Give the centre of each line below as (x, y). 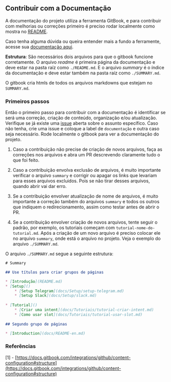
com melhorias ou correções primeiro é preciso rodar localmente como (80, 26)
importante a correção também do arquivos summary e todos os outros (86, 202)
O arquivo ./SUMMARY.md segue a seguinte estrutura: (59, 254)
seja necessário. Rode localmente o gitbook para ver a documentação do (82, 134)
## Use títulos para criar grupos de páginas (54, 272)
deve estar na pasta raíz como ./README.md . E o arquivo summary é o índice (85, 67)
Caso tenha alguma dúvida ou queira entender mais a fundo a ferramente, (83, 41)
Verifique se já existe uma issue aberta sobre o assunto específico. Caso (82, 123)
